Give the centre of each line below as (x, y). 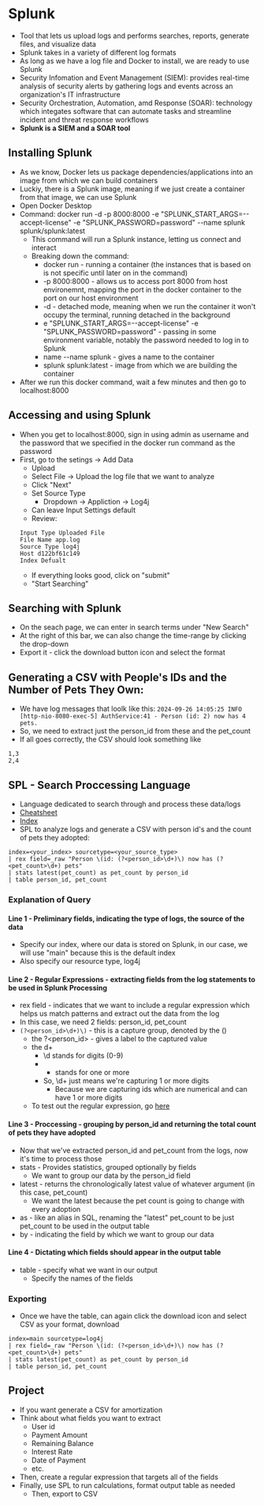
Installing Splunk (50, 153)
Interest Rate (52, 1451)
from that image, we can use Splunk (78, 197)
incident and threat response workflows (84, 119)
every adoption (56, 1209)
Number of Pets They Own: (76, 690)
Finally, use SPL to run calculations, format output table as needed (127, 1485)
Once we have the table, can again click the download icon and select (133, 1316)
